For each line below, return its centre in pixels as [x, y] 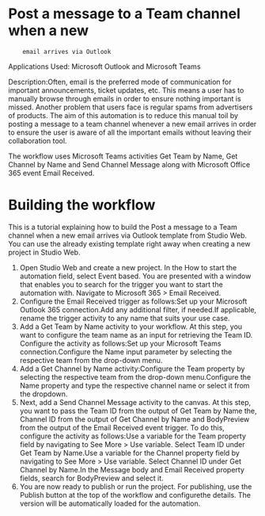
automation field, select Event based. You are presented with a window [135, 276]
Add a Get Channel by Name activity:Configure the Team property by [132, 369]
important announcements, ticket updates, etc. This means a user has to [126, 90]
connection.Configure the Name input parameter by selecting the [126, 352]
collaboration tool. [38, 140]
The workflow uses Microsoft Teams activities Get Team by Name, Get [123, 156]
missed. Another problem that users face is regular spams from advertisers [131, 107]
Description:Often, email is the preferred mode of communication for [120, 82]
